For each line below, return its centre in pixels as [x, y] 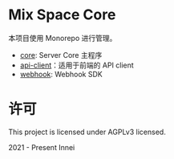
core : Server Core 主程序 [61, 55]
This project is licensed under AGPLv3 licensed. [87, 132]
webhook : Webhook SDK [61, 74]
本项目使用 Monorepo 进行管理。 [63, 38]
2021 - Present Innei [42, 147]
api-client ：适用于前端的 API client [77, 65]
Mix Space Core [62, 15]
